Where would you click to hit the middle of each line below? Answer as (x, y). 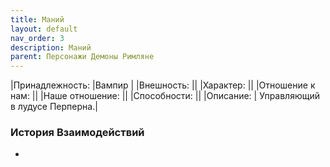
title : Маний (37, 19)
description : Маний (51, 47)
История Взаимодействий (77, 133)
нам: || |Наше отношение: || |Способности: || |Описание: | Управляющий (165, 96)
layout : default (44, 29)
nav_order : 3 (37, 38)
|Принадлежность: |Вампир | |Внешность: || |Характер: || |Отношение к (163, 85)
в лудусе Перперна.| (54, 107)
